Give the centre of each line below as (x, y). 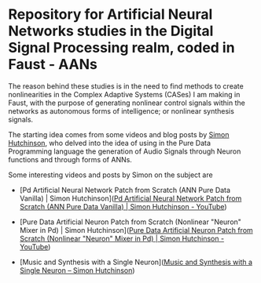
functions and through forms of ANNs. (70, 159)
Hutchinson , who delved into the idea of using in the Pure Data (109, 143)
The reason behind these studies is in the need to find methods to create (126, 86)
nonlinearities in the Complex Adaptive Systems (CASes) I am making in (124, 94)
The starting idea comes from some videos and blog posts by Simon (119, 134)
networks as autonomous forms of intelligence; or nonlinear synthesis (121, 111)
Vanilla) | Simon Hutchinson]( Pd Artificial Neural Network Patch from (130, 198)
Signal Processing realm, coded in (121, 48)
